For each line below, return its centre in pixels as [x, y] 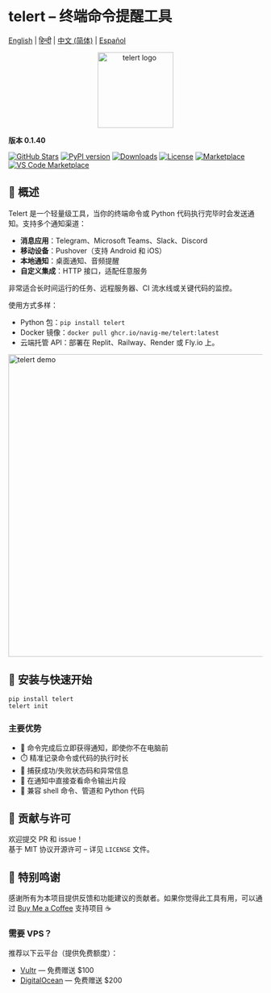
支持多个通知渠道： [54, 223]
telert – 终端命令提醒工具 [90, 17]
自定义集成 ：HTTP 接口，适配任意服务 [83, 270]
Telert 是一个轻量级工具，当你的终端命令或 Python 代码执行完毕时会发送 [128, 213]
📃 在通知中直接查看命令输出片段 [73, 780]
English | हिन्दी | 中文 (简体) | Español [67, 40]
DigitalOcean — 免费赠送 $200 [71, 980]
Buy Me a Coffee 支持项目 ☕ [64, 908]
